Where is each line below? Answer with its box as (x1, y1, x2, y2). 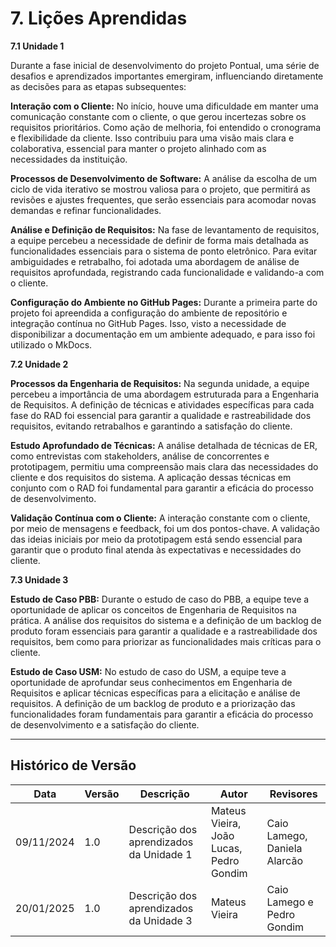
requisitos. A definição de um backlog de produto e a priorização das (10, 697, 296, 709)
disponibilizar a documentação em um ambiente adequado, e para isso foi (10, 328, 316, 340)
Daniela (266, 841, 303, 855)
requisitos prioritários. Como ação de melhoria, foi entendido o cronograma (10, 121, 322, 133)
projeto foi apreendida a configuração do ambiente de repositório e (10, 307, 288, 319)
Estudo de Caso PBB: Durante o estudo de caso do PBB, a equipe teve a (10, 593, 310, 605)
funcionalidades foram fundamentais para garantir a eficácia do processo (10, 708, 314, 720)
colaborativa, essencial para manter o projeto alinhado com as (10, 142, 267, 154)
